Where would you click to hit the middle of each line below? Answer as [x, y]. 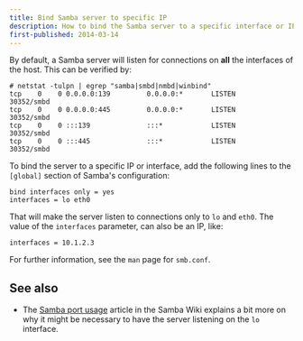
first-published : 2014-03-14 [64, 34]
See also [34, 288]
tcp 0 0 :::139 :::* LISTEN [123, 126]
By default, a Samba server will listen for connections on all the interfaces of [151, 60]
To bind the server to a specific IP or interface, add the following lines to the [150, 166]
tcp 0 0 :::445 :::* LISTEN [123, 142]
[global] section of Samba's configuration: [89, 176]
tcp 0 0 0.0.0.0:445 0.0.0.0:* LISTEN [123, 110]
